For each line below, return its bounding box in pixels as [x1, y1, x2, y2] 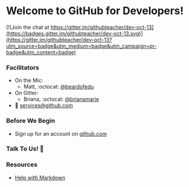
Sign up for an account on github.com [14, 130, 107, 137]
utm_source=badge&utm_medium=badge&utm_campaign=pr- [6, 42, 157, 50]
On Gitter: [14, 90, 39, 97]
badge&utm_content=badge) [6, 48, 76, 55]
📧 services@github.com [14, 102, 73, 109]
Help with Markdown [14, 174, 66, 181]
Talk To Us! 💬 [6, 145, 44, 153]
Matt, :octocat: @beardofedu [23, 83, 94, 90]
